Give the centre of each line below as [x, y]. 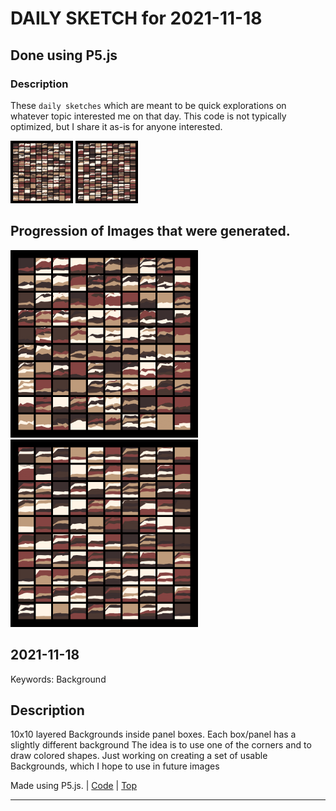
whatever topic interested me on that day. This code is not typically [148, 116]
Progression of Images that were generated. [150, 231]
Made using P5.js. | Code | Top [74, 786]
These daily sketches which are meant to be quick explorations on [148, 105]
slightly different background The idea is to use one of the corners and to [161, 745]
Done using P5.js [64, 55]
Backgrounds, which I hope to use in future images [115, 766]
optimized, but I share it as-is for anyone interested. [116, 126]
